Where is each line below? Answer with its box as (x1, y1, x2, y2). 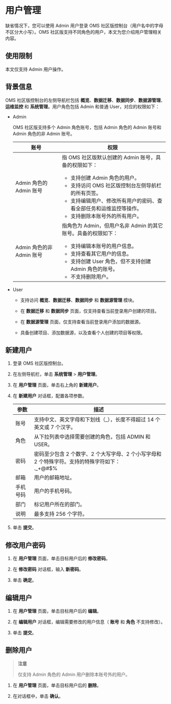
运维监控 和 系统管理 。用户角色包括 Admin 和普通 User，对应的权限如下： (5, 103, 160, 110)
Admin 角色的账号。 (70, 265, 118, 272)
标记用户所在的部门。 (34, 501, 85, 508)
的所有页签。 (70, 189, 102, 196)
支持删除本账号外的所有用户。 (70, 212, 142, 219)
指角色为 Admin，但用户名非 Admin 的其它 (62, 222, 163, 229)
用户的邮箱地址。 (34, 474, 75, 481)
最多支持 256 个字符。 (34, 511, 88, 518)
